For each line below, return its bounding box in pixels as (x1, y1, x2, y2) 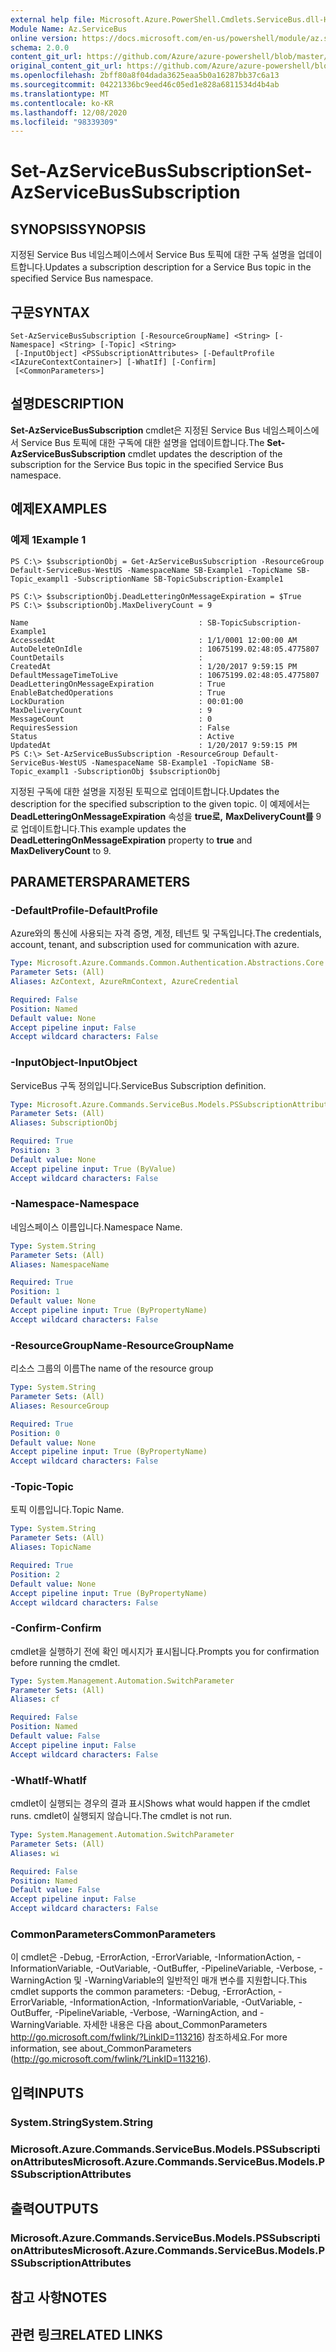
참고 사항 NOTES (10, 2289, 108, 2306)
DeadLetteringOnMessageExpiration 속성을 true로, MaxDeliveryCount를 (10, 810, 314, 822)
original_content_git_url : (10, 61, 123, 71)
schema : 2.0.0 (10, 42, 70, 53)
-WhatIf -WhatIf (10, 1773, 87, 1787)
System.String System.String (10, 2115, 154, 2129)
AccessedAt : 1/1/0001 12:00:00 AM (10, 635, 298, 645)
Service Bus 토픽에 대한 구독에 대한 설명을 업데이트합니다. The (20, 436, 265, 448)
